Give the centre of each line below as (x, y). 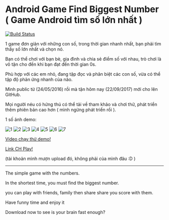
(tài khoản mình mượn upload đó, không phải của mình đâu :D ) (70, 158)
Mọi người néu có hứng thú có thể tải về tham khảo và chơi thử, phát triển (81, 104)
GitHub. (13, 94)
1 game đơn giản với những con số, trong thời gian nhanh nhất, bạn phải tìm (83, 43)
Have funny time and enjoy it (35, 202)
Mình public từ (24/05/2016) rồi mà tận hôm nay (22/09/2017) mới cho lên (81, 89)
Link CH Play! (19, 149)
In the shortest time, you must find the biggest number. (62, 183)
